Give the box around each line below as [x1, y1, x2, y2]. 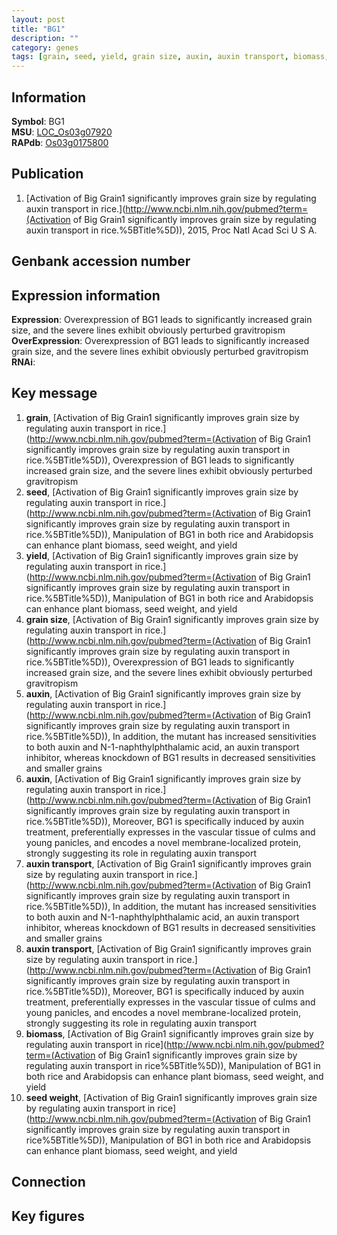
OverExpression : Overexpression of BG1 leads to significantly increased [11, 334, 310, 346]
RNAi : [11, 356, 36, 368]
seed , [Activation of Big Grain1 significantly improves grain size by [25, 486, 299, 498]
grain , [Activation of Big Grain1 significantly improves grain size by [25, 411, 300, 423]
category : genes [11, 42, 79, 53]
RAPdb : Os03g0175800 [11, 136, 109, 148]
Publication [11, 166, 84, 183]
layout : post [11, 14, 66, 25]
